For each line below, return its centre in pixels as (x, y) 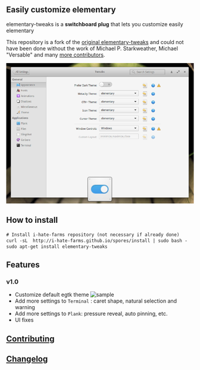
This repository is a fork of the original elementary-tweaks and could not (95, 42)
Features (23, 265)
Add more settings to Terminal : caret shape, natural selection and (96, 301)
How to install (32, 220)
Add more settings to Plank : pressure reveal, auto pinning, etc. (91, 314)
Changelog (27, 359)
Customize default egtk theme (52, 295)
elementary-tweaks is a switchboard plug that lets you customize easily (95, 24)
